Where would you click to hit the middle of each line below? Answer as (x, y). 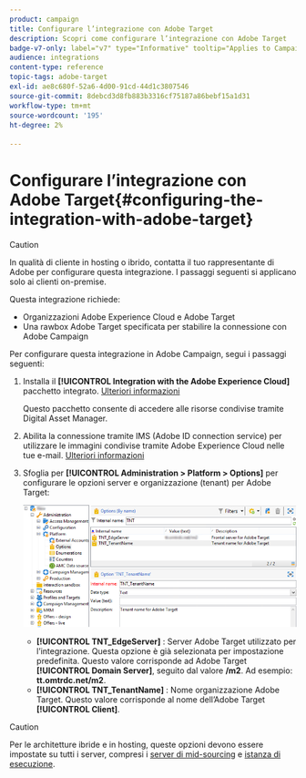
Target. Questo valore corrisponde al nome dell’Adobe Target (151, 699)
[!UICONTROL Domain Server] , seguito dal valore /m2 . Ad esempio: (164, 671)
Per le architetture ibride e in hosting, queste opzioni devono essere (137, 744)
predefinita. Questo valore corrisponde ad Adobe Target (142, 660)
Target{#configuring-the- (164, 200)
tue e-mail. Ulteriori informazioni (83, 456)
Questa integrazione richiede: (65, 300)
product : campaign (44, 19)
